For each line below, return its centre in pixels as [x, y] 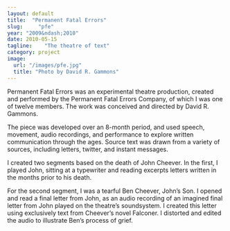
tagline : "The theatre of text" [59, 46]
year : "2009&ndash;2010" [43, 33]
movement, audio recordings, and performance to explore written [100, 134]
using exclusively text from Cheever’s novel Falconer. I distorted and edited [114, 213]
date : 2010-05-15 [32, 40]
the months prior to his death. [50, 177]
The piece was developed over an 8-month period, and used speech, [106, 127]
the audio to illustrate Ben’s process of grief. [70, 220]
